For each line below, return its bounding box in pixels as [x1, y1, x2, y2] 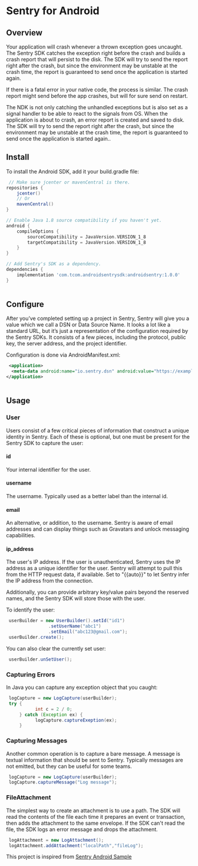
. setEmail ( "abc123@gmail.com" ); [48, 629, 128, 635]
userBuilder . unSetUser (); [8, 656, 72, 662]
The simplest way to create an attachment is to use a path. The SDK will [6, 807, 181, 814]
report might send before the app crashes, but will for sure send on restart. [6, 93, 189, 99]
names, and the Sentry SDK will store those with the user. [6, 595, 146, 602]
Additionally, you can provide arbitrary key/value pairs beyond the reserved [6, 589, 189, 596]
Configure [6, 299, 44, 309]
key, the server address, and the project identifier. [6, 340, 127, 347]
